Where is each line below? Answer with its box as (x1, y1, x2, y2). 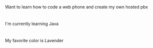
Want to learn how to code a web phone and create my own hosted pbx (5, 4, 148, 10)
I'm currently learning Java (5, 21, 59, 27)
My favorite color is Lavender (5, 38, 64, 44)
